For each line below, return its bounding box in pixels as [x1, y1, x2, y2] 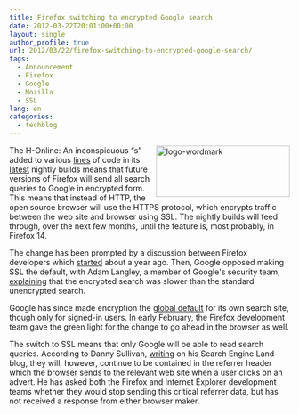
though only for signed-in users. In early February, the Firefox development [9, 313, 286, 322]
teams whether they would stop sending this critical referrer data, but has [9, 387, 279, 396]
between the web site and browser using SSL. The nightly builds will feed [9, 211, 279, 222]
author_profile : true [9, 37, 90, 47]
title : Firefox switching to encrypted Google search [9, 12, 214, 22]
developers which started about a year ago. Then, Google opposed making [9, 257, 285, 267]
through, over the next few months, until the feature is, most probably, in [9, 221, 274, 232]
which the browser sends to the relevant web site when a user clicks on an [9, 367, 283, 378]
